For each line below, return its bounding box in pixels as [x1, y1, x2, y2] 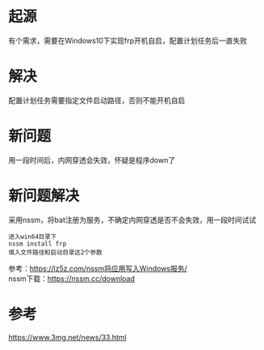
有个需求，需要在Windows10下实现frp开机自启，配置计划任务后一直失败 [8, 36, 248, 45]
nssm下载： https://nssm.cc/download [8, 273, 136, 284]
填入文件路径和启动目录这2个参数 [8, 248, 103, 256]
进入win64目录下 [8, 233, 57, 241]
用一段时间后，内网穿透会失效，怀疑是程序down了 [8, 155, 176, 164]
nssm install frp [8, 240, 67, 248]
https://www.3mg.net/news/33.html [8, 332, 127, 342]
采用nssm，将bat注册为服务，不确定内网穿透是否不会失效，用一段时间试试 [8, 215, 257, 224]
